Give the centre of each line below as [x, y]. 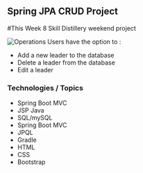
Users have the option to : [84, 42]
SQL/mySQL [35, 118]
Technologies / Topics [45, 88]
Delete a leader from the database [66, 63]
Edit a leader [35, 69]
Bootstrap [31, 162]
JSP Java [31, 110]
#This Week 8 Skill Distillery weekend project [72, 28]
